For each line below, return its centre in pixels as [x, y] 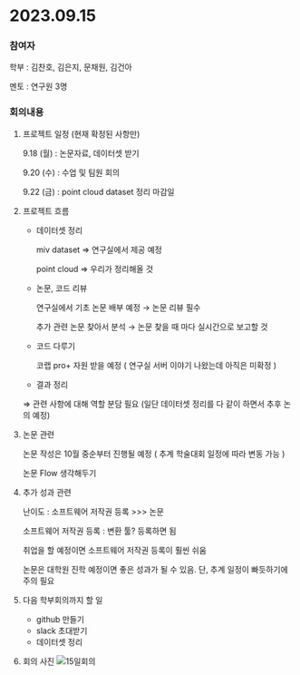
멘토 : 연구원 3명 [39, 86]
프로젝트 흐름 [46, 210]
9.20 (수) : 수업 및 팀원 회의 [71, 172]
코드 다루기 [55, 346]
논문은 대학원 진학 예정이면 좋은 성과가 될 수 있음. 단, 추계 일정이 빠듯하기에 [155, 569]
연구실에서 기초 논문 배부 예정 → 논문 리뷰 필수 [118, 307]
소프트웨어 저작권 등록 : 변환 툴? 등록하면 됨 [99, 531]
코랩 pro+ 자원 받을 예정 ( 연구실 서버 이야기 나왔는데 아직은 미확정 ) [156, 365]
